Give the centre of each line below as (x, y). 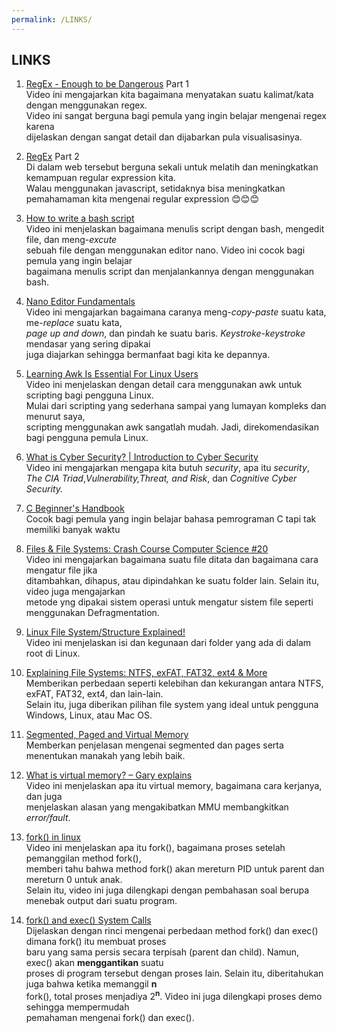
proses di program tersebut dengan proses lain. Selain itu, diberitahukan (174, 973)
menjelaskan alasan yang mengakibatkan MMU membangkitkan (157, 807)
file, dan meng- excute (71, 240)
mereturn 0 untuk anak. (74, 880)
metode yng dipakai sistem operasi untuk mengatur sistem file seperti (169, 602)
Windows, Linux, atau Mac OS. (89, 715)
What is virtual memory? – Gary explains (109, 775)
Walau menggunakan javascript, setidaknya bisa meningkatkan (155, 188)
